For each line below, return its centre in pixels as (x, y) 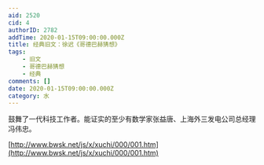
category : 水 (29, 96)
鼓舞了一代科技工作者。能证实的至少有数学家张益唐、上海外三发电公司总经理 (132, 119)
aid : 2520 (24, 15)
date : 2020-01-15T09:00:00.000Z (61, 88)
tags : (17, 52)
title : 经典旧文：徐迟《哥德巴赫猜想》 (64, 45)
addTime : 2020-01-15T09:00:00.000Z (66, 37)
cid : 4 (19, 23)
